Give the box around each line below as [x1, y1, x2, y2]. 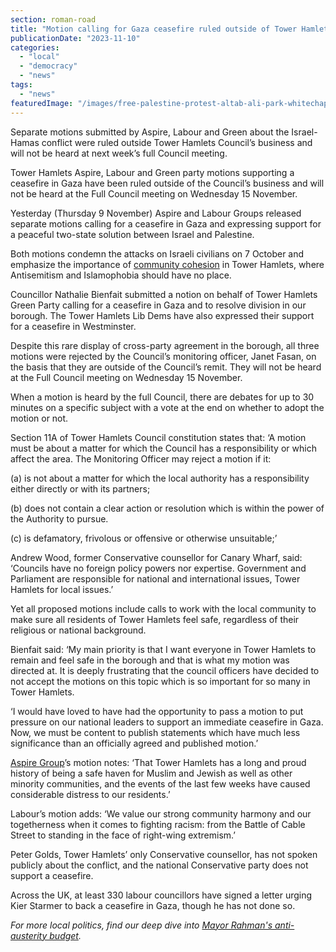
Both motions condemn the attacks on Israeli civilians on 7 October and [10, 247, 305, 260]
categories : [10, 42, 60, 53]
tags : [10, 80, 33, 90]
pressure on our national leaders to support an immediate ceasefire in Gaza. [10, 716, 324, 728]
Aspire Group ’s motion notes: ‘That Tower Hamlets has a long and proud [10, 756, 307, 768]
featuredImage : [10, 98, 74, 108]
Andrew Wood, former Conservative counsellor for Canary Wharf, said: [10, 551, 303, 563]
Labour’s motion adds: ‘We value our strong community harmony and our [10, 807, 312, 820]
